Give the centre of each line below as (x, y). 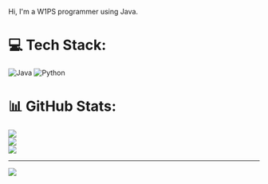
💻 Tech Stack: (57, 45)
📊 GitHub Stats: (63, 106)
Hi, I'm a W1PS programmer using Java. (73, 12)
